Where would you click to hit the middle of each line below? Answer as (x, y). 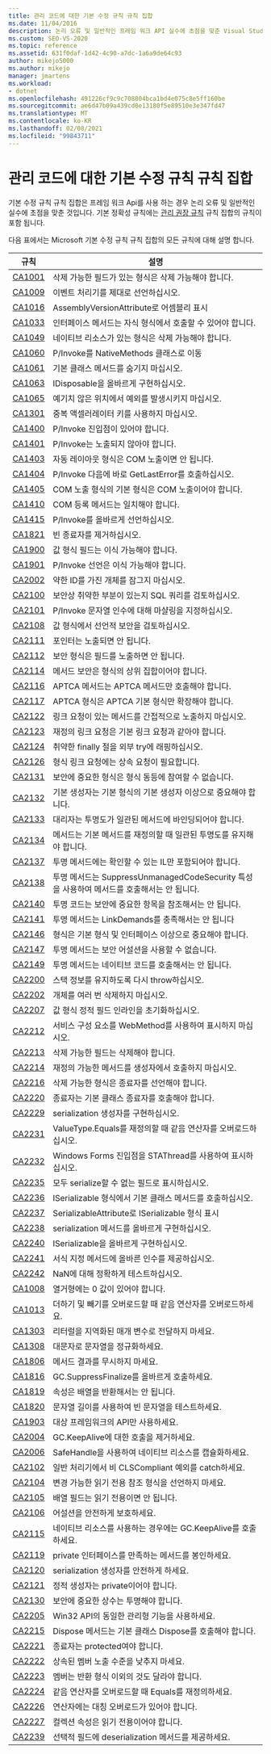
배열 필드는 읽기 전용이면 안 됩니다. (115, 1497)
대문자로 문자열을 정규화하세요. (108, 1346)
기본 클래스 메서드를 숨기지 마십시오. (117, 368)
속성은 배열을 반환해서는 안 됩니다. (114, 1391)
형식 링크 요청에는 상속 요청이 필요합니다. (126, 762)
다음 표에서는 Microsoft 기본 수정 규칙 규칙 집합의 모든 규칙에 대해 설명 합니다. (131, 240)
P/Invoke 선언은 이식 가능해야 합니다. (119, 564)
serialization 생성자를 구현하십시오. (116, 1113)
